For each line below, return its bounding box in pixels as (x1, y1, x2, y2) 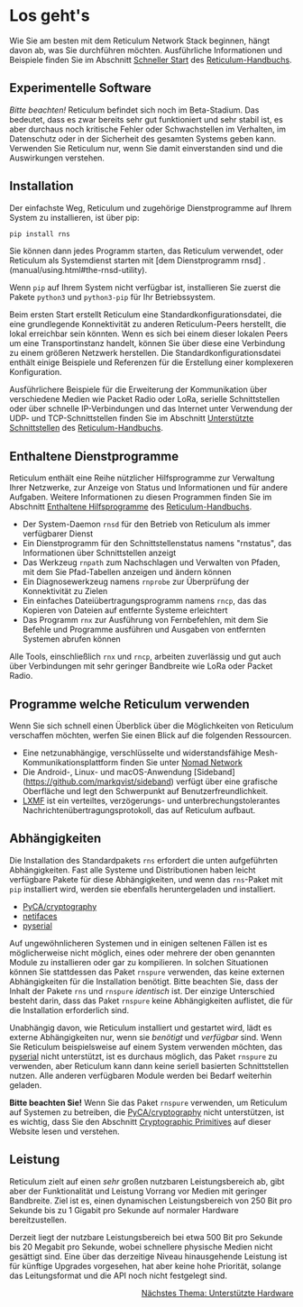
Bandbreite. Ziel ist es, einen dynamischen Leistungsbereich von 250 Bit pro (9, 1195, 293, 1206)
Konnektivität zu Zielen (22, 586, 108, 597)
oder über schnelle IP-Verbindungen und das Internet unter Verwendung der (9, 403, 293, 415)
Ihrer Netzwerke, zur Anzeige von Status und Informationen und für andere (9, 482, 289, 493)
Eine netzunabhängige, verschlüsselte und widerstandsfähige (22, 747, 252, 758)
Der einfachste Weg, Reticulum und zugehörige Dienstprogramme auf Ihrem (9, 202, 292, 213)
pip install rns (9, 229, 70, 239)
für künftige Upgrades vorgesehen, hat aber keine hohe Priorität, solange (9, 1260, 281, 1271)
